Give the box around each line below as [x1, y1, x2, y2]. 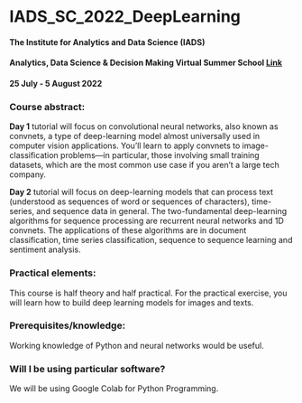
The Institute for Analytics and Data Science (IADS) [9, 36, 206, 47]
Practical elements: [9, 267, 96, 279]
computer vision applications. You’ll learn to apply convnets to [9, 140, 241, 151]
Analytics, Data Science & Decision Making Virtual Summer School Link [9, 57, 282, 69]
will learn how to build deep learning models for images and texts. [9, 296, 254, 308]
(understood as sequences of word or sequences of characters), [9, 196, 251, 207]
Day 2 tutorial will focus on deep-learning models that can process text [9, 187, 273, 198]
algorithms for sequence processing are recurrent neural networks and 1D [9, 215, 284, 227]
